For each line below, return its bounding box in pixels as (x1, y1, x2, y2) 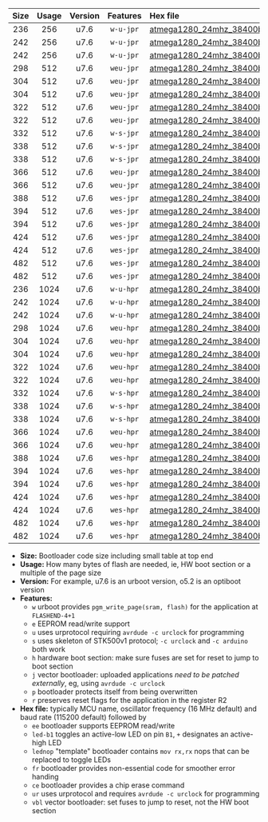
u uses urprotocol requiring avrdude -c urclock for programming (31, 628, 245, 636)
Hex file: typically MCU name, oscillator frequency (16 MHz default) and (19, 704, 258, 713)
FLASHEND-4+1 (31, 612, 76, 620)
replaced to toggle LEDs (31, 755, 112, 764)
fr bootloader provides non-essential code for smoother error (31, 764, 235, 772)
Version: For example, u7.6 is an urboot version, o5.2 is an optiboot (19, 577, 242, 586)
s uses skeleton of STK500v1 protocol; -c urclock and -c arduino (31, 636, 249, 645)
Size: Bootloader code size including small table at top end (19, 551, 214, 561)
